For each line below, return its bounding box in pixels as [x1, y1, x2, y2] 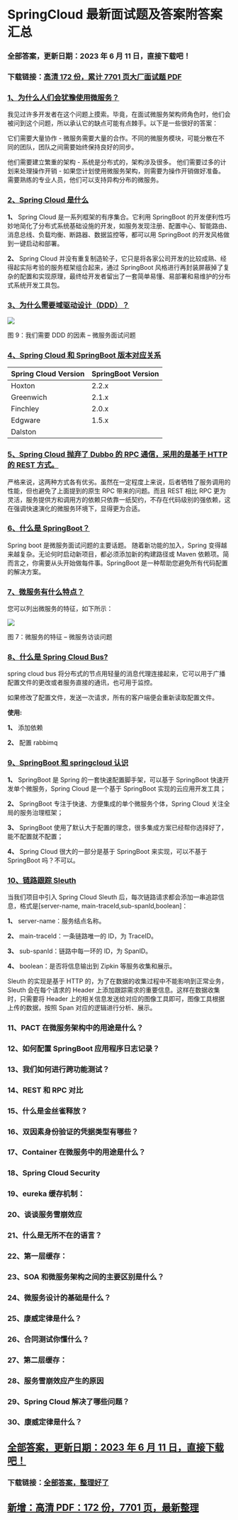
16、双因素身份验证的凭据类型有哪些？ [7, 1126, 139, 1136]
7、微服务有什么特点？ [7, 587, 85, 597]
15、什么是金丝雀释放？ [7, 1106, 88, 1116]
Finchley [11, 404, 40, 414]
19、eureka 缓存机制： [7, 1189, 85, 1199]
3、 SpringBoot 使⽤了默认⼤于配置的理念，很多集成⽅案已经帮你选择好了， [7, 823, 228, 832]
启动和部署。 [25, 239, 64, 248]
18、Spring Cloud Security [7, 1168, 101, 1178]
